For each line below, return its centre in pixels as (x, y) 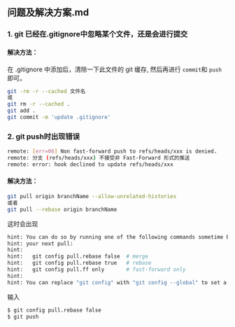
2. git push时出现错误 (44, 137)
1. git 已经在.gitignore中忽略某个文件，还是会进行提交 (98, 34)
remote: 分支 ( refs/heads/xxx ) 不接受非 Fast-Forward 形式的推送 (99, 158)
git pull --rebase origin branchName (62, 209)
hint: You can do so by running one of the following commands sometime (115, 237)
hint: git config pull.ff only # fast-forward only (97, 270)
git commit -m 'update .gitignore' (59, 118)
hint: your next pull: (40, 244)
